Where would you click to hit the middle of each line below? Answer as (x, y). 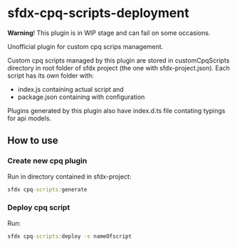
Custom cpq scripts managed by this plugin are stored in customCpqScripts (118, 60)
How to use (33, 141)
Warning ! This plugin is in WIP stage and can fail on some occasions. (109, 33)
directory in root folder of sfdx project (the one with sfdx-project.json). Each (118, 68)
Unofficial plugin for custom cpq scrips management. (85, 46)
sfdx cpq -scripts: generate (47, 189)
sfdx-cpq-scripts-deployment (99, 13)
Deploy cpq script (39, 208)
